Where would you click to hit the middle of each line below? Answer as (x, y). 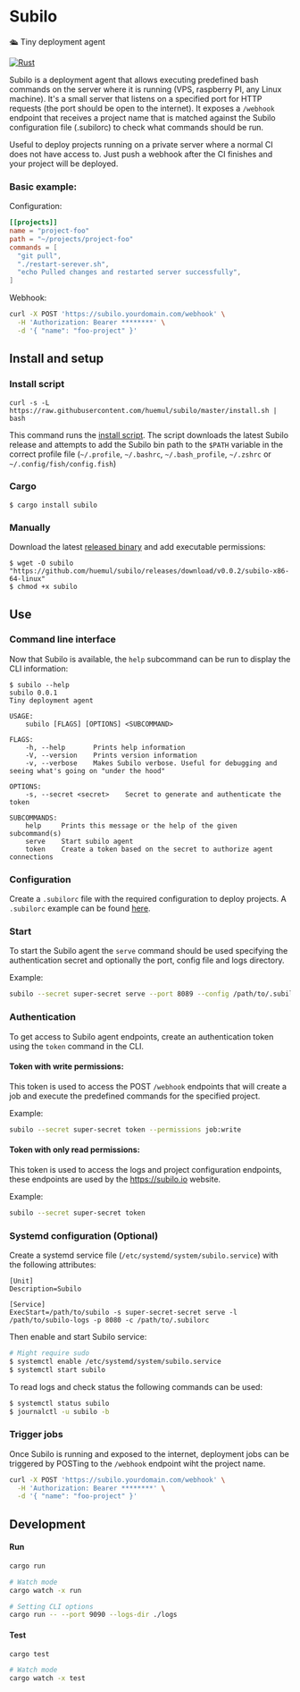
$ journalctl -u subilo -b (59, 1411)
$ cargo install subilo (54, 505)
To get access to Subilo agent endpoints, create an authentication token (142, 1036)
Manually (30, 527)
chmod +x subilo (47, 587)
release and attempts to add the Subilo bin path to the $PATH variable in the (146, 444)
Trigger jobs (37, 1435)
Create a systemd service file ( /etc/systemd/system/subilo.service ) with (144, 1255)
